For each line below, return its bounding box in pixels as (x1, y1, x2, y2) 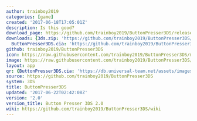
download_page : (6, 30, 43, 36)
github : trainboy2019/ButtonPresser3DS (6, 47, 104, 52)
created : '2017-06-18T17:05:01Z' (6, 19, 88, 25)
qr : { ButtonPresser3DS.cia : (6, 68, 75, 74)
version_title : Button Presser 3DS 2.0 (6, 100, 104, 106)
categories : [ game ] (6, 14, 54, 20)
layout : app (6, 62, 35, 69)
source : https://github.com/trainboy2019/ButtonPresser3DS (6, 73, 154, 79)
